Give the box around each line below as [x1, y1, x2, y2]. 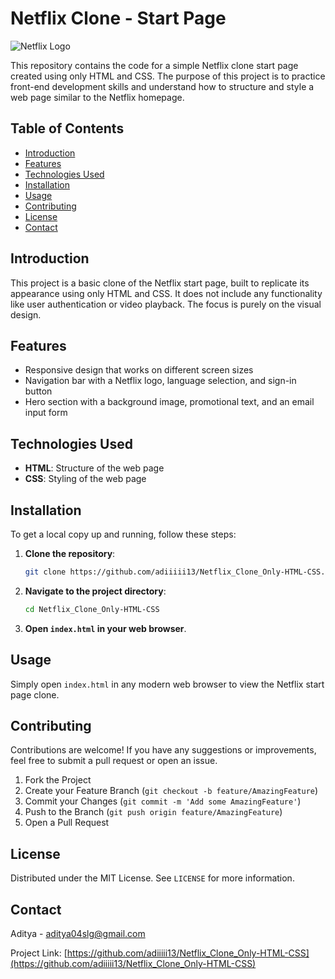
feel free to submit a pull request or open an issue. [10, 755, 218, 767]
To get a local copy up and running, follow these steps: [10, 528, 237, 540]
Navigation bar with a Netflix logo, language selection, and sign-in [24, 375, 297, 387]
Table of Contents [10, 120, 125, 137]
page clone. [10, 688, 60, 701]
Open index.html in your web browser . [24, 622, 187, 634]
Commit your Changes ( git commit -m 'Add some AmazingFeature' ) [24, 795, 302, 807]
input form [24, 407, 68, 419]
